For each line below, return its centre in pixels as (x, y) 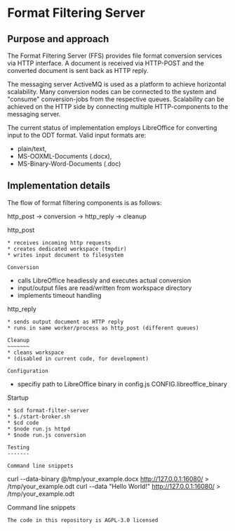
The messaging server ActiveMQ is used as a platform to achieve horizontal (117, 84)
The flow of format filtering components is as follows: (85, 202)
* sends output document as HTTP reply (66, 322)
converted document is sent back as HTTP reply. (78, 71)
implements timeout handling (59, 295)
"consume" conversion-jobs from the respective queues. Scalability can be (116, 99)
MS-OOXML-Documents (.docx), (65, 156)
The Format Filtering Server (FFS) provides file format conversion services (115, 55)
